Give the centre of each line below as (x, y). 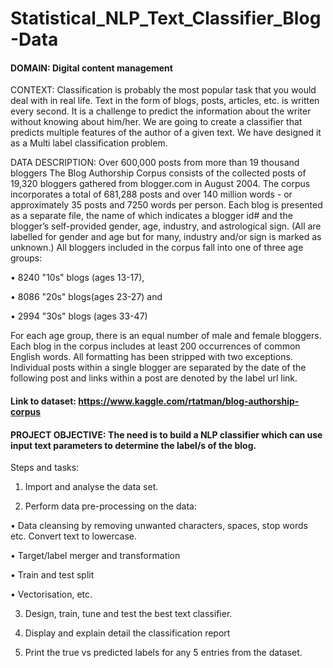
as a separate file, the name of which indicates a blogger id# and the (151, 216)
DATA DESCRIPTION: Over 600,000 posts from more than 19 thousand (155, 163)
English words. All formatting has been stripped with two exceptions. (151, 357)
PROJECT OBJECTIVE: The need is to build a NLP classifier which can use (166, 434)
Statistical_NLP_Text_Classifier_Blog (166, 18)
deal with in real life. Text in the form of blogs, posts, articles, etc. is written (165, 101)
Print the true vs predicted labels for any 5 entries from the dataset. (163, 653)
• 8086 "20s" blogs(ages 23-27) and (86, 297)
